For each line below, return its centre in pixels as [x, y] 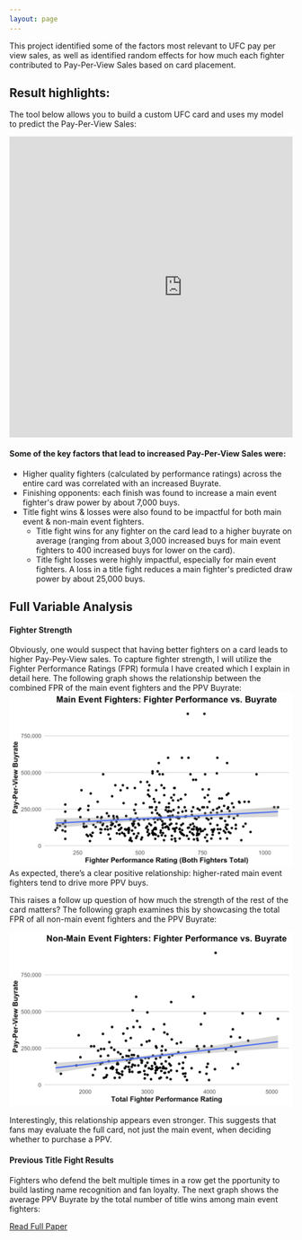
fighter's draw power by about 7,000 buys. [101, 502]
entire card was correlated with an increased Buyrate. [122, 483]
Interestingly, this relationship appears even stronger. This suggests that [143, 1120]
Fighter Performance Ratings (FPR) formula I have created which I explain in [150, 669]
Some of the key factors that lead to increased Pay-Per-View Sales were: [148, 454]
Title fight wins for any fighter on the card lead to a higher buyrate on [164, 531]
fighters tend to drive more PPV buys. [79, 883]
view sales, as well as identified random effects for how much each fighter [147, 55]
